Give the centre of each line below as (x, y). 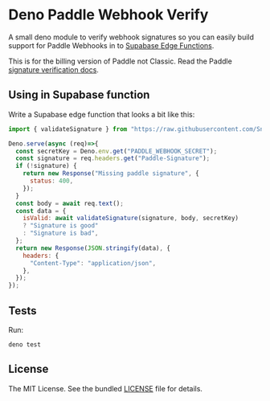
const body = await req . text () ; (70, 203)
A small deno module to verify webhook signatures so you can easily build (131, 37)
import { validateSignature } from (68, 129)
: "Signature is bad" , (61, 233)
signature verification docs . (53, 69)
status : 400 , (51, 181)
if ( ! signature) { (47, 166)
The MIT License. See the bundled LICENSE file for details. (106, 388)
